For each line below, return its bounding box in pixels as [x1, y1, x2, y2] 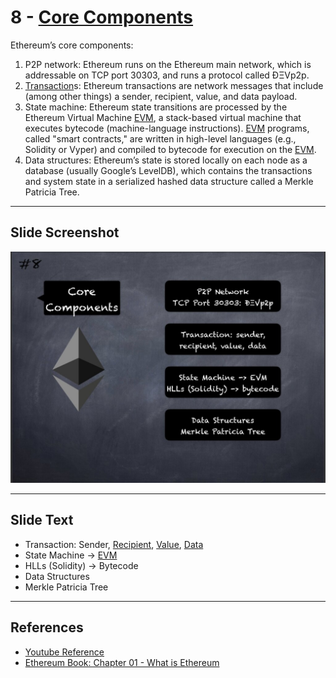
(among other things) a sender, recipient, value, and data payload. [24, 90, 298, 102]
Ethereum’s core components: [10, 39, 134, 51]
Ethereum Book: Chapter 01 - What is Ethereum [24, 656, 220, 668]
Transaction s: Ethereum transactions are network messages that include [24, 79, 324, 91]
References [10, 619, 84, 636]
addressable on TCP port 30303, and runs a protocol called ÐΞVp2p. [24, 69, 310, 81]
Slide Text [10, 512, 74, 529]
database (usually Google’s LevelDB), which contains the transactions [24, 164, 313, 176]
